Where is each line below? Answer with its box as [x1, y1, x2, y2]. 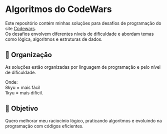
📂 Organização [5, 51, 52, 59]
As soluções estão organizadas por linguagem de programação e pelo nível [5, 64, 161, 70]
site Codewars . [5, 25, 36, 31]
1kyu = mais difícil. [5, 89, 43, 96]
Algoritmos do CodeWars [5, 4, 112, 15]
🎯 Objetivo [5, 104, 38, 113]
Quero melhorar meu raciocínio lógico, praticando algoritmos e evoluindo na [5, 117, 162, 123]
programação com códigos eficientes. [5, 123, 84, 129]
